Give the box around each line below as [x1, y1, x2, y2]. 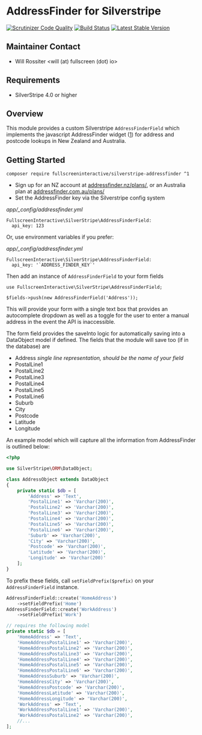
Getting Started [6, 155, 66, 165]
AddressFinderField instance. [6, 583, 79, 590]
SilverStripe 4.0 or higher [14, 91, 78, 98]
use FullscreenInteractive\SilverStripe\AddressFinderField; [6, 285, 163, 291]
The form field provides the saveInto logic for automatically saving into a [6, 330, 185, 337]
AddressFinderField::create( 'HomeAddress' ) [6, 595, 117, 601]
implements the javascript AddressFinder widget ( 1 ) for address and [6, 131, 174, 138]
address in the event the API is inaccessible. [6, 318, 115, 326]
